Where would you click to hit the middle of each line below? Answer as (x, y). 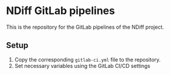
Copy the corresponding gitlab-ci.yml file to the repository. (88, 59)
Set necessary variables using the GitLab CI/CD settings (82, 66)
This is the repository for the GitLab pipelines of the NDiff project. (85, 27)
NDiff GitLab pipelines (61, 11)
